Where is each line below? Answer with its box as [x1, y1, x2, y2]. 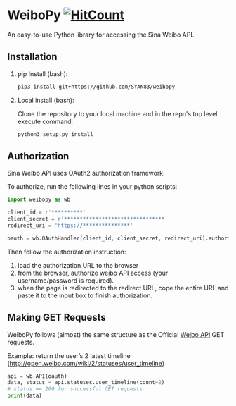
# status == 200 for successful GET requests [7, 386, 143, 393]
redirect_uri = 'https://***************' [7, 222, 133, 229]
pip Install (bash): [17, 69, 68, 78]
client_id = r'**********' [7, 209, 86, 216]
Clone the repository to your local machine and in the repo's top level [17, 109, 218, 118]
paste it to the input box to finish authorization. [17, 291, 153, 300]
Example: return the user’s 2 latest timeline [7, 351, 131, 359]
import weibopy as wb [7, 196, 71, 204]
